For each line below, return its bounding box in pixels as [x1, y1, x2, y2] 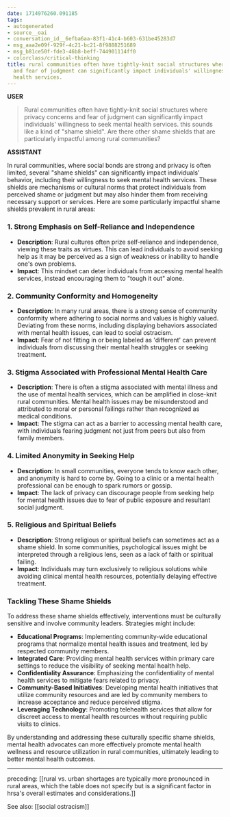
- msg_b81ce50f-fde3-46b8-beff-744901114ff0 [7, 49, 136, 55]
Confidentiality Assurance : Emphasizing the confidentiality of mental [16, 669, 214, 677]
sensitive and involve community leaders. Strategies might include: [7, 619, 196, 627]
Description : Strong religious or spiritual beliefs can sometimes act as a [16, 536, 220, 544]
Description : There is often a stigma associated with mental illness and [16, 383, 218, 391]
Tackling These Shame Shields [7, 596, 112, 606]
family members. [16, 434, 65, 442]
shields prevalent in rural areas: [7, 205, 96, 213]
